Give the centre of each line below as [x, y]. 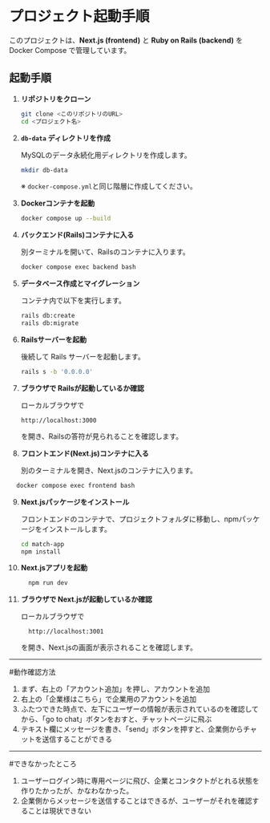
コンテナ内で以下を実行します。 [73, 301]
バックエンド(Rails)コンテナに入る [77, 235]
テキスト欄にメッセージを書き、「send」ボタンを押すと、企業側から [132, 729]
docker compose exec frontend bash [76, 485]
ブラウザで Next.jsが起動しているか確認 [87, 599]
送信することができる [77, 740]
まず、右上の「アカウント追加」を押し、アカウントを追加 [115, 689]
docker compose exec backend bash [78, 267]
